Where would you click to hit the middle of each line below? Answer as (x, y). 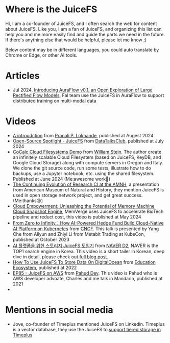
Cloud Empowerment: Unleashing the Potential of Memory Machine (83, 206)
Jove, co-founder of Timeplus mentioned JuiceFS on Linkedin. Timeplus (89, 324)
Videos (21, 121)
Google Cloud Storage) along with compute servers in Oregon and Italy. (88, 162)
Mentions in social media (59, 310)
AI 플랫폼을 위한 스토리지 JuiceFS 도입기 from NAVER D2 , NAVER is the (86, 246)
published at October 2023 (41, 239)
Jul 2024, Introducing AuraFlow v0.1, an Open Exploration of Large (82, 90)
